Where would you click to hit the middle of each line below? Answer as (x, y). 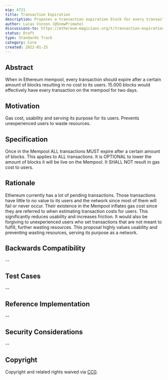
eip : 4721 (15, 10)
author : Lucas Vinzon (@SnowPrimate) (44, 24)
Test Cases (23, 276)
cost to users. (19, 167)
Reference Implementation (47, 304)
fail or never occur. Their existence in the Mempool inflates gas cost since (81, 206)
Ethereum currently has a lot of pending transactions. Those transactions (80, 195)
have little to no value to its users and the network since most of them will (81, 200)
